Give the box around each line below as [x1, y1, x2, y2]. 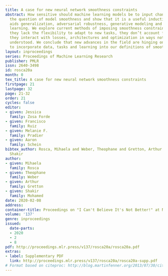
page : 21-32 [5, 91, 30, 96]
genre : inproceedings [5, 216, 50, 221]
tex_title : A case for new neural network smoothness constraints [5, 77, 146, 82]
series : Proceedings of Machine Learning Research [5, 53, 113, 59]
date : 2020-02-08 [5, 198, 41, 203]
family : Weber [9, 174, 39, 180]
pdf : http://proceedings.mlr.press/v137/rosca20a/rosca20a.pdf [5, 244, 140, 249]
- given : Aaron [5, 137, 37, 142]
